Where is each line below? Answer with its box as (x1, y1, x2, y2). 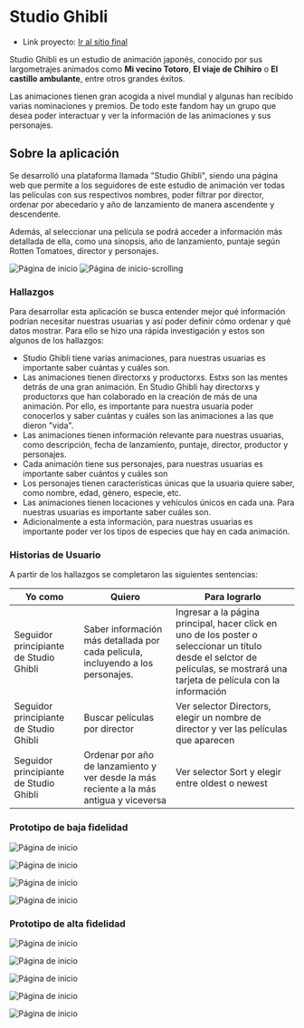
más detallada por (83, 635, 160, 647)
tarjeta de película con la (176, 674, 280, 686)
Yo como (24, 591, 64, 604)
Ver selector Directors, (176, 700, 271, 713)
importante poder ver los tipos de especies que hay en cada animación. (22, 526, 290, 537)
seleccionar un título (176, 640, 262, 653)
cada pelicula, (83, 645, 143, 658)
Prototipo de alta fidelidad (9, 917, 127, 930)
